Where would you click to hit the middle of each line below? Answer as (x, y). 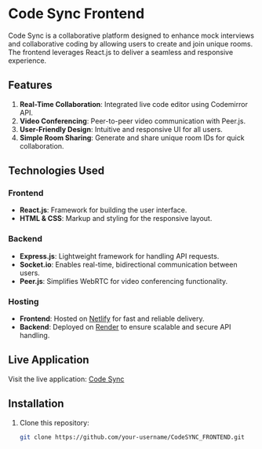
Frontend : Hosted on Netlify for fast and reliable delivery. (112, 318)
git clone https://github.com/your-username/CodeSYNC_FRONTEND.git (132, 437)
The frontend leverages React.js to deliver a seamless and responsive (121, 52)
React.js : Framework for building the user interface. (103, 210)
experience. (27, 61)
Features (30, 85)
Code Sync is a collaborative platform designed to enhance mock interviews (131, 35)
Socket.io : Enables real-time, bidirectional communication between (128, 264)
